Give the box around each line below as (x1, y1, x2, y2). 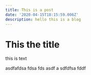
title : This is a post (5, 7, 54, 13)
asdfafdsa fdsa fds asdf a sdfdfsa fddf (5, 65, 86, 71)
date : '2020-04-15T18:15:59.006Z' (5, 12, 79, 17)
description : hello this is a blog (5, 17, 81, 22)
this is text (5, 55, 27, 61)
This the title (5, 39, 60, 50)
